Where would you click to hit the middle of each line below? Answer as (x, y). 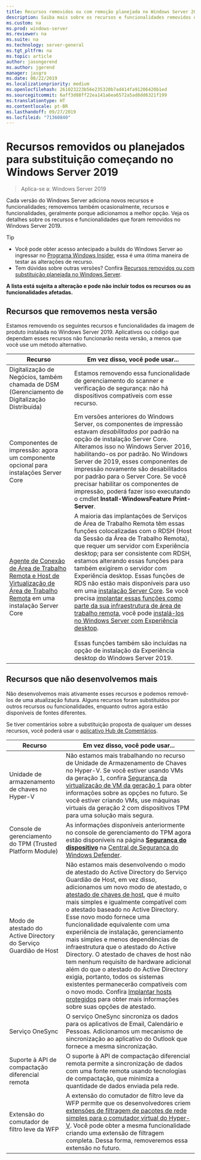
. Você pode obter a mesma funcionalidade (130, 1125)
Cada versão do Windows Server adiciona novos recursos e (80, 200)
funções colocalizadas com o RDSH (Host (133, 531)
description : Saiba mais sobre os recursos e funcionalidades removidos (99, 17)
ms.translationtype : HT (36, 100)
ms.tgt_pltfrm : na (29, 51)
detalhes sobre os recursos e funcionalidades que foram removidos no (93, 219)
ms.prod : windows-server (37, 28)
